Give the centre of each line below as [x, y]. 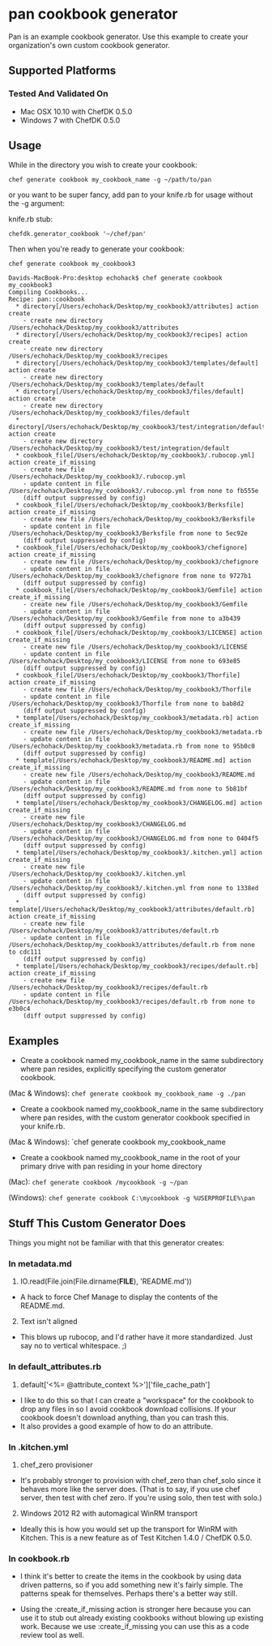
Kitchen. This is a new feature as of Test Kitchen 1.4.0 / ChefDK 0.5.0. [136, 1537]
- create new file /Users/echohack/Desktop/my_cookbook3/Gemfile [136, 605]
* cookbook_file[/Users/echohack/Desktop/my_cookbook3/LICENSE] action [139, 633]
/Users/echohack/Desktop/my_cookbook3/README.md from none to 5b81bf [128, 789]
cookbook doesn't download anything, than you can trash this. [124, 1417]
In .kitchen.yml [38, 1447]
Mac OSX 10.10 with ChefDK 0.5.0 [76, 111]
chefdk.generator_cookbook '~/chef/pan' [78, 234]
